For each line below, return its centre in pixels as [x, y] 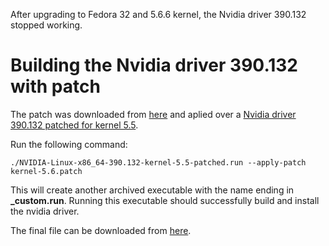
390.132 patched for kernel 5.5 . [74, 125]
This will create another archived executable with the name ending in [152, 190]
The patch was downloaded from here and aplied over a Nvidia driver [153, 114]
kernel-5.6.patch [46, 171]
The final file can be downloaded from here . [101, 230]
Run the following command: [69, 144]
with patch [55, 86]
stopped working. [46, 25]
